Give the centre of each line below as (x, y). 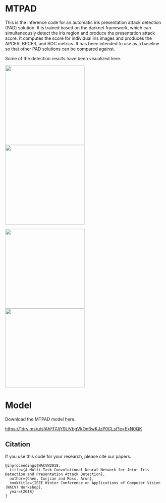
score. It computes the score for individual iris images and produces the (79, 38)
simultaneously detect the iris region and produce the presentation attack (80, 33)
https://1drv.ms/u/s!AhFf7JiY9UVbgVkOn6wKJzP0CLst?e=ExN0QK (74, 428)
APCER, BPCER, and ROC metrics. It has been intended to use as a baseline (82, 43)
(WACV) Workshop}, (24, 487)
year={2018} (22, 492)
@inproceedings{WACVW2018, (33, 465)
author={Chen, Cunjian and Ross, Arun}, (52, 478)
